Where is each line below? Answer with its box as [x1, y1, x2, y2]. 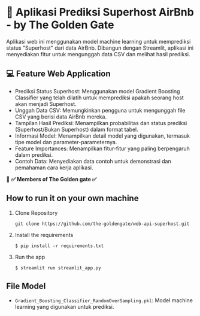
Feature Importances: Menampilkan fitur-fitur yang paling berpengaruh [14, 145, 190, 152]
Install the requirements [14, 231, 74, 238]
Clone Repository [14, 209, 58, 216]
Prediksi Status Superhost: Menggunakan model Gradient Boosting [14, 87, 180, 95]
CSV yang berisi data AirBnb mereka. [14, 113, 107, 120]
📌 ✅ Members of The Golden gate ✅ [6, 175, 97, 183]
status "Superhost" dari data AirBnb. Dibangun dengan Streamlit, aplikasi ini [6, 44, 193, 51]
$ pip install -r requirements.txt [14, 242, 104, 249]
